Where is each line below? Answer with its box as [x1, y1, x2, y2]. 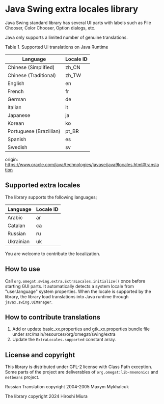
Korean [7, 119, 25, 126]
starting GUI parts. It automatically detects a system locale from [5, 283, 134, 289]
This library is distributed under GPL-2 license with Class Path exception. [5, 364, 152, 370]
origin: [5, 156, 18, 162]
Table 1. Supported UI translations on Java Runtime [5, 44, 109, 50]
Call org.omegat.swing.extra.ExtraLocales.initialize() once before [5, 278, 146, 284]
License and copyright [5, 350, 75, 359]
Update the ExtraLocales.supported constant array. [12, 337, 116, 343]
